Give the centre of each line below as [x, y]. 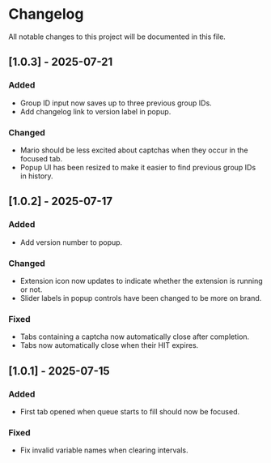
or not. [31, 289]
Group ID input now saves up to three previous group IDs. [116, 103]
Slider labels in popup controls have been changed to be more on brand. [141, 298]
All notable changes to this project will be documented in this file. [117, 36]
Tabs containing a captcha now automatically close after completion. [135, 337]
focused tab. [41, 158]
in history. [37, 176]
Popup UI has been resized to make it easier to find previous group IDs [138, 167]
